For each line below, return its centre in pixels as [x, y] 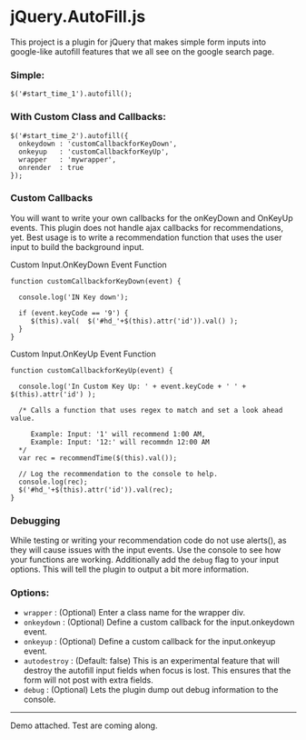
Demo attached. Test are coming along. [84, 725]
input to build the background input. [77, 246]
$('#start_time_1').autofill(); [71, 94]
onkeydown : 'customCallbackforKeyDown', [98, 144]
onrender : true [51, 167]
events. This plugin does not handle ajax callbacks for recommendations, [147, 227]
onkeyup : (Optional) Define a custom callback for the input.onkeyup [149, 642]
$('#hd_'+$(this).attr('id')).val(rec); [96, 490]
